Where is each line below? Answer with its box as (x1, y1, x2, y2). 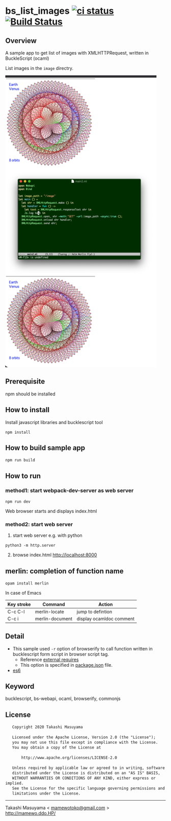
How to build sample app (5, 443, 85, 452)
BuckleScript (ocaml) (5, 55, 49, 61)
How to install (5, 406, 50, 414)
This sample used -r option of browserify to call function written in (12, 645, 153, 651)
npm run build (5, 458, 36, 463)
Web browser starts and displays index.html (5, 508, 97, 514)
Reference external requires (20, 656, 79, 663)
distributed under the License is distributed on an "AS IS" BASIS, (12, 770, 160, 776)
